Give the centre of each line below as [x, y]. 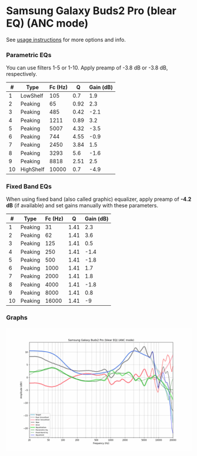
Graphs [17, 318]
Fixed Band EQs [29, 186]
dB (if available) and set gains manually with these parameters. [82, 206]
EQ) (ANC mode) [47, 23]
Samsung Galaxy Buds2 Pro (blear [91, 11]
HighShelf [32, 170]
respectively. [21, 74]
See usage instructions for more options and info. [66, 39]
